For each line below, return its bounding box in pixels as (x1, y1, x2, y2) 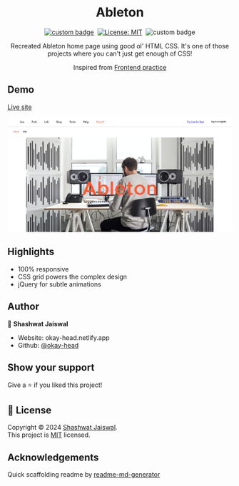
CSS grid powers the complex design (17, 272, 127, 281)
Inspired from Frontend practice (73, 63, 167, 71)
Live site (7, 103, 32, 111)
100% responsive (17, 264, 69, 273)
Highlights (7, 246, 55, 258)
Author (7, 301, 39, 313)
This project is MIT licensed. (7, 430, 91, 439)
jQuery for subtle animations (17, 279, 101, 289)
